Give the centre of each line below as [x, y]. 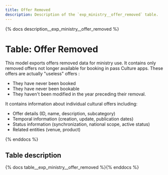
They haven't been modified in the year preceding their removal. [79, 94]
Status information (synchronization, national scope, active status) [81, 124]
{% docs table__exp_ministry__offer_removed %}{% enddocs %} [72, 167]
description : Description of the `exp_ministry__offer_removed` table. [82, 15]
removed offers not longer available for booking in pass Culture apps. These [84, 68]
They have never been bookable [46, 89]
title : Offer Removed [28, 10]
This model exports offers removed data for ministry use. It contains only [81, 63]
